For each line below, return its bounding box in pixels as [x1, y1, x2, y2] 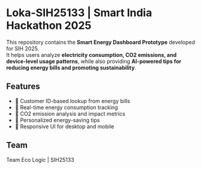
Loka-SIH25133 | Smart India [6, 6, 152, 20]
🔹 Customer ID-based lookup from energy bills [14, 97, 130, 104]
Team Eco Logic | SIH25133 [6, 156, 74, 163]
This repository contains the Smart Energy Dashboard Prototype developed [6, 38, 196, 46]
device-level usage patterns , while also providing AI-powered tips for [6, 58, 182, 65]
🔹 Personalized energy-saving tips [14, 116, 100, 123]
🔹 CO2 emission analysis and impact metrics [14, 110, 125, 117]
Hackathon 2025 [6, 19, 92, 32]
